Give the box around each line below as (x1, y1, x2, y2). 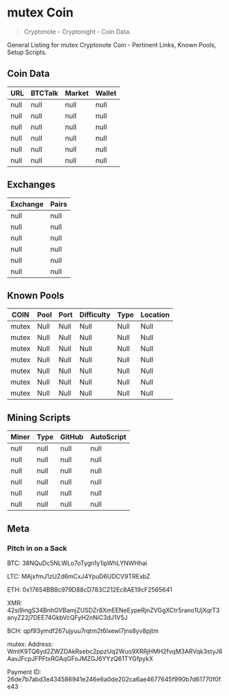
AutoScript (90, 432, 126, 442)
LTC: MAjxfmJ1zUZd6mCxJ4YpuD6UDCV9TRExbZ (7, 572, 150, 580)
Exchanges (7, 179, 56, 191)
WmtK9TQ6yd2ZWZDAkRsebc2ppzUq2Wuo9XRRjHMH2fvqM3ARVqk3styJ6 (7, 647, 223, 656)
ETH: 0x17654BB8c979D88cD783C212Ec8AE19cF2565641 (7, 585, 172, 594)
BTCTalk (30, 88, 59, 97)
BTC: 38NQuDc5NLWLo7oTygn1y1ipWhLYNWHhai (7, 559, 148, 567)
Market (64, 88, 89, 97)
